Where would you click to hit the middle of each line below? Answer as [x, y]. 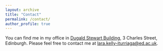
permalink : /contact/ [28, 19]
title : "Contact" [23, 14]
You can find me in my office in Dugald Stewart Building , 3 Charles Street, [81, 38]
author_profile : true [28, 24]
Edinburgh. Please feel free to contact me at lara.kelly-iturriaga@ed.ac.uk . [82, 43]
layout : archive [22, 10]
